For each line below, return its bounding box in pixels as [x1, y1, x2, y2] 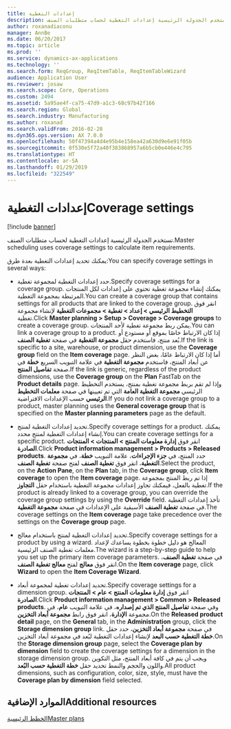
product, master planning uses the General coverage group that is [16, 402, 206, 410]
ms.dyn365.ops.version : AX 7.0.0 [7, 132, 103, 138]
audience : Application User [7, 74, 88, 81]
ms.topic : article [7, 42, 60, 49]
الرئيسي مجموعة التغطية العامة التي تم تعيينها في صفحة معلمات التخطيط [16, 387, 203, 396]
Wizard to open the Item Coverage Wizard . [16, 568, 142, 576]
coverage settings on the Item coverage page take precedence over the [16, 511, 222, 519]
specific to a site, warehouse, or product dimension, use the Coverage [16, 343, 218, 351]
